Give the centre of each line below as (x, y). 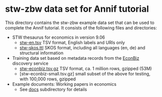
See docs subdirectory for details (53, 89)
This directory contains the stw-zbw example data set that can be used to (80, 23)
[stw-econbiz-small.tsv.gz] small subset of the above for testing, (85, 73)
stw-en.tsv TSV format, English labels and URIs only (72, 42)
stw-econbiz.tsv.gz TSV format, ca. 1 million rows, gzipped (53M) (86, 68)
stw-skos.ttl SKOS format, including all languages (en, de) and (82, 48)
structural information (41, 53)
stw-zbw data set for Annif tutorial (77, 9)
